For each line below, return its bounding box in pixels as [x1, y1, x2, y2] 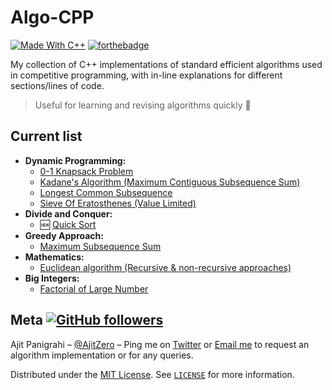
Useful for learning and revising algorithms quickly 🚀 [34, 99, 252, 111]
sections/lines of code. [10, 79, 105, 91]
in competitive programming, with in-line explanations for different [10, 69, 283, 81]
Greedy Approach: [24, 229, 104, 241]
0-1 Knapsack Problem [39, 165, 134, 177]
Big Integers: [24, 272, 80, 284]
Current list [10, 128, 83, 145]
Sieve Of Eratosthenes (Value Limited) [39, 197, 197, 209]
